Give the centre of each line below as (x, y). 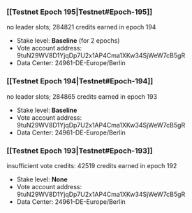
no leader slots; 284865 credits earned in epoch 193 (82, 96)
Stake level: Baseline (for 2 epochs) (68, 41)
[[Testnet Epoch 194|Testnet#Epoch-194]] (80, 81)
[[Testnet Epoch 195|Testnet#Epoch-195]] (80, 12)
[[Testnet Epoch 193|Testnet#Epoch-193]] (80, 151)
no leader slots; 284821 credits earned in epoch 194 (81, 27)
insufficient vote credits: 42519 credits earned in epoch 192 (92, 165)
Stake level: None (42, 179)
